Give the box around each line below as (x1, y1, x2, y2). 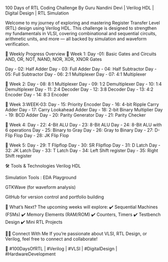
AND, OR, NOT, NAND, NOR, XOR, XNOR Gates (5, 56, 102, 62)
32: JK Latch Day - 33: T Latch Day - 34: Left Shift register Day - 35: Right (5, 148, 158, 153)
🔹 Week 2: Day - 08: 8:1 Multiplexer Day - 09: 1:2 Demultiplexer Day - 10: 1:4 (5, 81, 162, 87)
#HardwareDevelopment (5, 251, 56, 257)
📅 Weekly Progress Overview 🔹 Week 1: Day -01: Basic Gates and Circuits (5, 51, 156, 57)
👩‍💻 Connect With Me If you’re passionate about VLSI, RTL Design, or (5, 231, 147, 236)
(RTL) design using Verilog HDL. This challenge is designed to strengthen (5, 25, 157, 31)
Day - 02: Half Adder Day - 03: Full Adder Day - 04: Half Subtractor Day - (5, 66, 157, 72)
